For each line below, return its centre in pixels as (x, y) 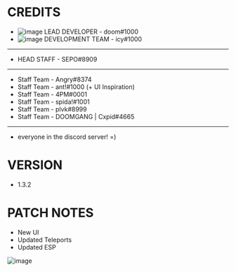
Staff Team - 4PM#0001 (52, 94)
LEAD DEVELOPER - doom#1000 (92, 32)
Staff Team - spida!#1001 (53, 102)
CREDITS (34, 12)
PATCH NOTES (51, 213)
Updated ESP (37, 247)
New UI (28, 232)
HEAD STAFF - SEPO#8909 (57, 59)
